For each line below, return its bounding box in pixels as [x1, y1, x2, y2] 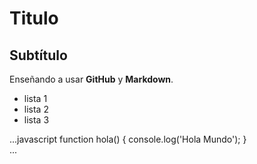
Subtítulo [9, 47, 68, 64]
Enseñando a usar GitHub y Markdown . [9, 73, 174, 85]
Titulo [9, 7, 59, 30]
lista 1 [23, 93, 48, 104]
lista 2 [23, 103, 49, 115]
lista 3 [23, 114, 50, 126]
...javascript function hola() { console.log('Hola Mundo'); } [9, 133, 247, 145]
